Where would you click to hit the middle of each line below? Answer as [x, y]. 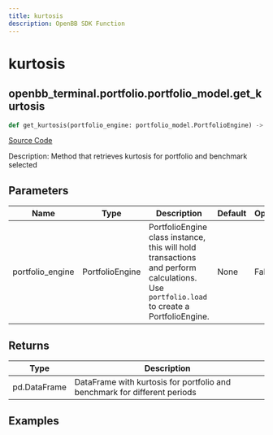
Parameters [39, 191]
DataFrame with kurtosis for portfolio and [153, 382]
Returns [29, 345]
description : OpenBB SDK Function [67, 24]
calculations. [173, 278]
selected [23, 165]
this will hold [173, 247]
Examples [34, 421]
